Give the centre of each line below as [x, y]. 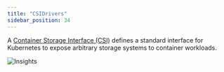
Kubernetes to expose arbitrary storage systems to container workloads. [112, 48]
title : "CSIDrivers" [38, 14]
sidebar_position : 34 [39, 20]
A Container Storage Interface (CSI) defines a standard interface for [105, 40]
